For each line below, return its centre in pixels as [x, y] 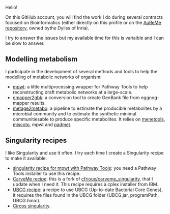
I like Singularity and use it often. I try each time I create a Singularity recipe [84, 152]
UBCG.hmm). [26, 200]
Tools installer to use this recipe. [47, 173]
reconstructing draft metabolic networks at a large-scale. [73, 92]
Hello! [11, 7]
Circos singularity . [32, 206]
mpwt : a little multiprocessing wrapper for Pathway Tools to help [80, 86]
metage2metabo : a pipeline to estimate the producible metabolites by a [87, 108]
